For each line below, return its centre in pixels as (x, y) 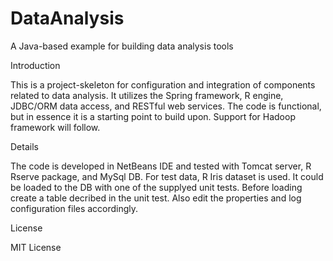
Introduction (35, 65)
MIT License (36, 247)
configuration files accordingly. (74, 208)
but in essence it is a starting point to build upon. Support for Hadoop (153, 116)
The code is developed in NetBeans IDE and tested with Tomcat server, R (161, 166)
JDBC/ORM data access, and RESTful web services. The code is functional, (166, 106)
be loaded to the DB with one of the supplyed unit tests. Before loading (156, 187)
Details (24, 146)
